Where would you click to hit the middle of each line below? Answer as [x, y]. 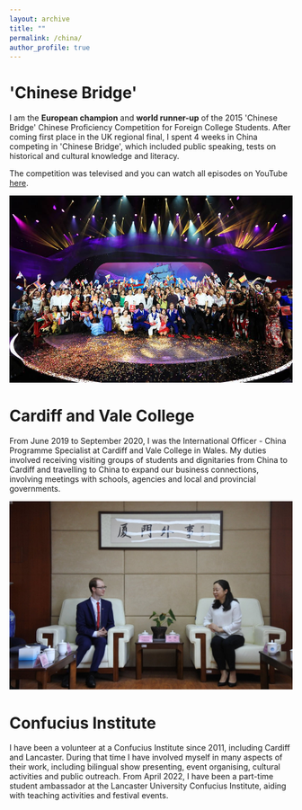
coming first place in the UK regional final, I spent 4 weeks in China [133, 137]
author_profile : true [50, 48]
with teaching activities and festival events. [89, 796]
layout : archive [40, 19]
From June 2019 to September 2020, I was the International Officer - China [148, 441]
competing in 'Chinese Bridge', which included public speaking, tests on [143, 147]
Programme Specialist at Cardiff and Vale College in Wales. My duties [138, 450]
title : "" [28, 28]
